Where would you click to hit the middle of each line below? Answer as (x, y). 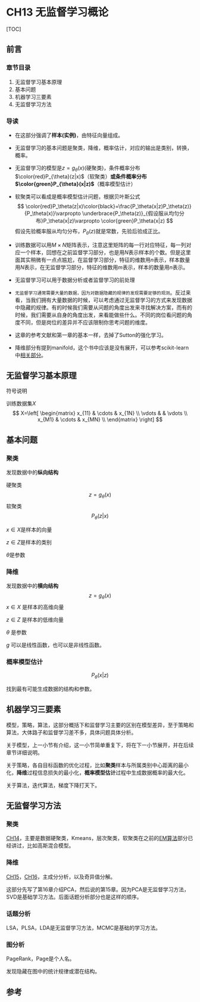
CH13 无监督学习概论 (57, 12)
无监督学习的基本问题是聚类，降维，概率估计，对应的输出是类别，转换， (103, 148)
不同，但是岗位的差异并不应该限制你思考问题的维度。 (85, 322)
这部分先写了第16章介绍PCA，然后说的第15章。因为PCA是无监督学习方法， (98, 889)
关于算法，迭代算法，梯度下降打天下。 (53, 785)
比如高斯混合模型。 (50, 845)
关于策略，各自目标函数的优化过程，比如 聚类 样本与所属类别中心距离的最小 (97, 765)
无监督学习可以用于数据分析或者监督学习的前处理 (75, 280)
